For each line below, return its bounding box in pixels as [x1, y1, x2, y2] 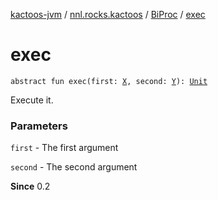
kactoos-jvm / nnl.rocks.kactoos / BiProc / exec [10, 9, 206, 20]
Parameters [10, 119, 68, 133]
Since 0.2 [10, 180, 51, 193]
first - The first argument [10, 142, 119, 154]
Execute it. [10, 94, 54, 106]
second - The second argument [10, 161, 138, 173]
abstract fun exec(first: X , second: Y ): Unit [10, 76, 208, 86]
